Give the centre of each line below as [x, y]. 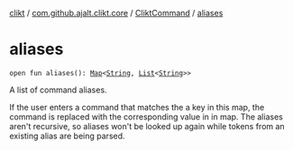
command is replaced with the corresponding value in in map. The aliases [146, 117]
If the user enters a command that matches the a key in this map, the [137, 107]
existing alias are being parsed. [67, 136]
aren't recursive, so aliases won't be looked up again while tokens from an [147, 126]
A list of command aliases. [58, 90]
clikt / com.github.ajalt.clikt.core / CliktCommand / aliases [116, 13]
